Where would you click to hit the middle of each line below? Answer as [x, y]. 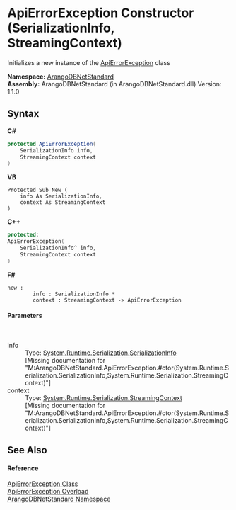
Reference [23, 468]
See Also [27, 450]
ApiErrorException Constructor [101, 13]
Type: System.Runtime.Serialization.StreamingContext [104, 397]
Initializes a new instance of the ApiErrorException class [89, 62]
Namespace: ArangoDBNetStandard [61, 76]
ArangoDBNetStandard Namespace [59, 499]
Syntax [23, 114]
